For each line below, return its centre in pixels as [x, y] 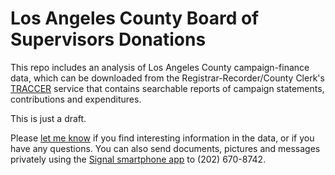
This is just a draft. [48, 118]
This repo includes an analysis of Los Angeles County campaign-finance [160, 67]
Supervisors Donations [108, 39]
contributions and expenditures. [76, 99]
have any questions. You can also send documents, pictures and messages [165, 148]
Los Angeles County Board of [135, 18]
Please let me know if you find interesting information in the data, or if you [162, 138]
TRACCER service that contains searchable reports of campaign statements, [167, 88]
